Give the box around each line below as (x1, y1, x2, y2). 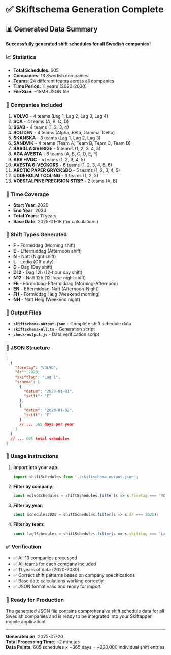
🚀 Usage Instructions (6, 453, 59, 460)
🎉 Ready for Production (6, 596, 64, 603)
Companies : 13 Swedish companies (13, 73, 88, 79)
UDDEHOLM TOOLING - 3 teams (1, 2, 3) (13, 172, 98, 178)
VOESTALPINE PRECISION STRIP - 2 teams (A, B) (13, 178, 118, 184)
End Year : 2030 (13, 207, 46, 213)
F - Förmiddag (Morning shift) (13, 242, 76, 248)
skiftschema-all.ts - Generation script (13, 326, 95, 332)
